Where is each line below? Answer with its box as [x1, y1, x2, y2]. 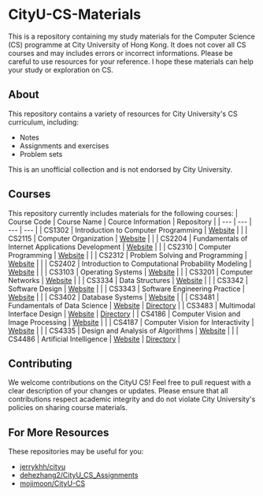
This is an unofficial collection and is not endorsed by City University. [8, 164, 233, 174]
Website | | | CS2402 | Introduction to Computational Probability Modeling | [8, 259, 252, 268]
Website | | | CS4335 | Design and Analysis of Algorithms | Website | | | [8, 326, 239, 335]
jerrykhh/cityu [19, 462, 65, 472]
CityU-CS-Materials [8, 6, 142, 24]
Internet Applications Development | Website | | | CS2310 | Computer [8, 242, 232, 252]
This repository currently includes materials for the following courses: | [8, 208, 239, 218]
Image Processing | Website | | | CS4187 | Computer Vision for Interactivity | [8, 317, 254, 326]
